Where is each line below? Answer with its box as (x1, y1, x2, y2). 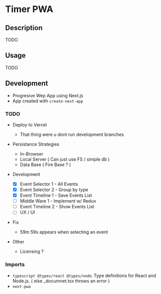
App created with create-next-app (12, 98, 83, 104)
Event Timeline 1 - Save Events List (20, 192, 92, 199)
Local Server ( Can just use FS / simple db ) (20, 156, 110, 162)
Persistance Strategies (12, 141, 59, 147)
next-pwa (12, 284, 31, 289)
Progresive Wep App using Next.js (12, 92, 84, 98)
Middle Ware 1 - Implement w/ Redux (20, 198, 96, 204)
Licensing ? (20, 248, 44, 254)
